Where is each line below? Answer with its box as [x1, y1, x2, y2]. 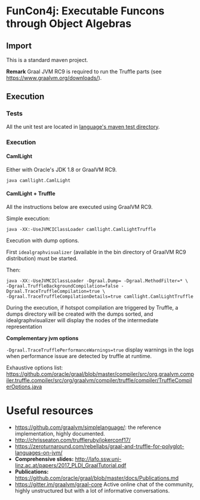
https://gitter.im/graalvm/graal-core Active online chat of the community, [14, 480, 194, 487]
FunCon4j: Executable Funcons [6, 4, 165, 18]
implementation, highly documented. [14, 430, 106, 437]
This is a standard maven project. [6, 57, 88, 63]
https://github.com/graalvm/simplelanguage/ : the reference [14, 424, 161, 431]
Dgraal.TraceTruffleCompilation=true [6, 288, 100, 295]
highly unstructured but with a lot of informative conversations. [14, 487, 170, 494]
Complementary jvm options [6, 335, 79, 342]
